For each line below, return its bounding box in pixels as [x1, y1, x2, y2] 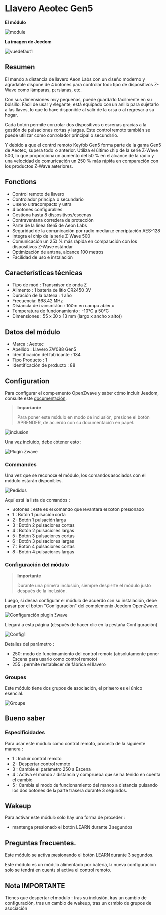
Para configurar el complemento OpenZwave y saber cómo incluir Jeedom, [5, 390, 159, 396]
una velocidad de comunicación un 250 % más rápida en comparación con [5, 158, 159, 164]
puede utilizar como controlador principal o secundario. [5, 132, 119, 138]
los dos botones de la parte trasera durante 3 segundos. [12, 787, 128, 793]
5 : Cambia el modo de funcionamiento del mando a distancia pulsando [12, 782, 158, 788]
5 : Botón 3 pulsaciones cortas [12, 533, 75, 539]
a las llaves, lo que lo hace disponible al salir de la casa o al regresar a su [5, 106, 155, 112]
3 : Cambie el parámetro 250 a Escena [12, 766, 91, 772]
